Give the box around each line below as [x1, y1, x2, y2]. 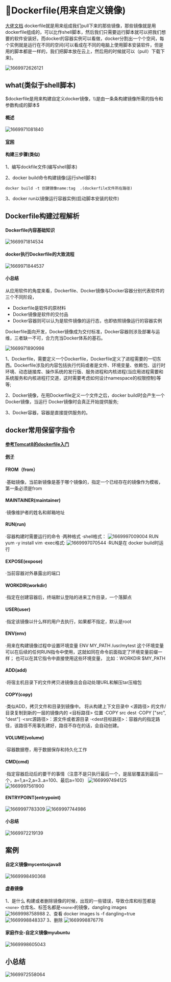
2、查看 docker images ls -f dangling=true [46, 910, 135, 916]
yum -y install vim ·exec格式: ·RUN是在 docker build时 [5, 540, 159, 546]
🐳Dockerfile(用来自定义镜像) [5, 5, 126, 16]
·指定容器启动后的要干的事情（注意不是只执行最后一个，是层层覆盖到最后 [5, 771, 159, 777]
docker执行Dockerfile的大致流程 [5, 251, 75, 257]
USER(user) [5, 606, 31, 612]
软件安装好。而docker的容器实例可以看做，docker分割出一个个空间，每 [14, 35, 164, 41]
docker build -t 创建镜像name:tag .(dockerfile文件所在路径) [5, 185, 133, 191]
